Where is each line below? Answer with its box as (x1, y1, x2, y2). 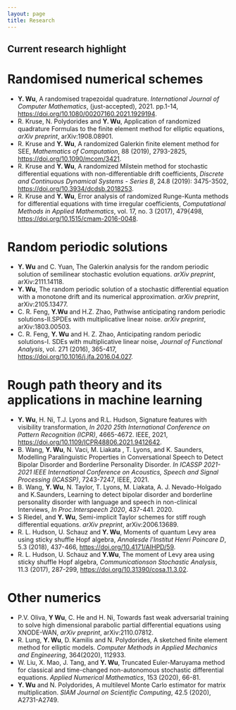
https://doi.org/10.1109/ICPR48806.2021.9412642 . (17, 438, 162, 446)
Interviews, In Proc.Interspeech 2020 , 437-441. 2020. (17, 505, 174, 513)
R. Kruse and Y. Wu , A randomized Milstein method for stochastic (17, 161, 209, 170)
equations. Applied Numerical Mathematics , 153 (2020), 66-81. (17, 673, 201, 681)
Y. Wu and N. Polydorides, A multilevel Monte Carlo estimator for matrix (17, 680, 226, 689)
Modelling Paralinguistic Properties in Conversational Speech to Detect (17, 453, 223, 461)
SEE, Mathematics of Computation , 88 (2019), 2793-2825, (17, 147, 187, 155)
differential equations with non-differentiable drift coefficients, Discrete (17, 169, 224, 178)
